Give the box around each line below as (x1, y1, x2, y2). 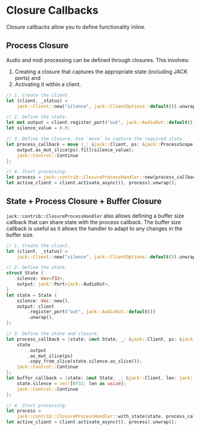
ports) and (14, 74, 40, 81)
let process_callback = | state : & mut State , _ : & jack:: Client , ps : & (6, 336, 183, 342)
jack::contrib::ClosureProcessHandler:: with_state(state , (17, 414, 164, 420)
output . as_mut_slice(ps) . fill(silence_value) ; (17, 147, 135, 153)
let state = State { (6, 292, 58, 298)
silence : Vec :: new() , (17, 297, 70, 304)
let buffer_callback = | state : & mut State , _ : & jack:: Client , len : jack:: (6, 375, 196, 382)
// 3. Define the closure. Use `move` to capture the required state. (6, 136, 185, 142)
